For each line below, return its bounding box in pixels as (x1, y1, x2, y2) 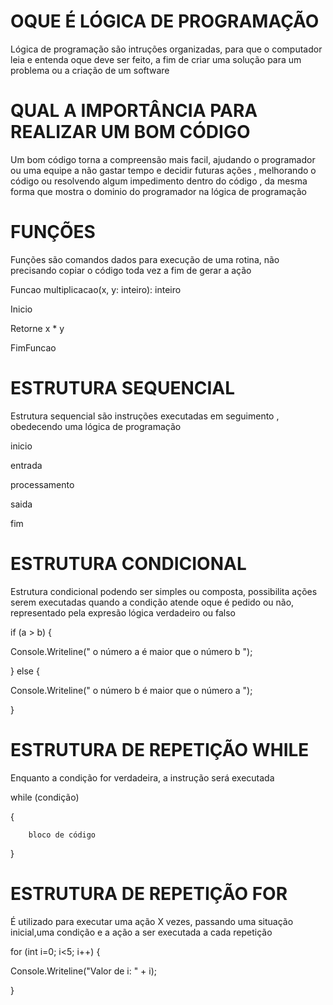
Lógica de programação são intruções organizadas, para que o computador (10, 43, 323, 55)
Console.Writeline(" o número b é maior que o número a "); (10, 684, 253, 696)
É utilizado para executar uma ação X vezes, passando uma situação (10, 915, 294, 927)
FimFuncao (10, 341, 57, 354)
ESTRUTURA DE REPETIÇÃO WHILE (10, 738, 310, 761)
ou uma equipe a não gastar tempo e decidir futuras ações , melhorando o (10, 164, 317, 176)
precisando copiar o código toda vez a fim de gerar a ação (10, 264, 252, 276)
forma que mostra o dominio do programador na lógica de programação (10, 185, 307, 197)
